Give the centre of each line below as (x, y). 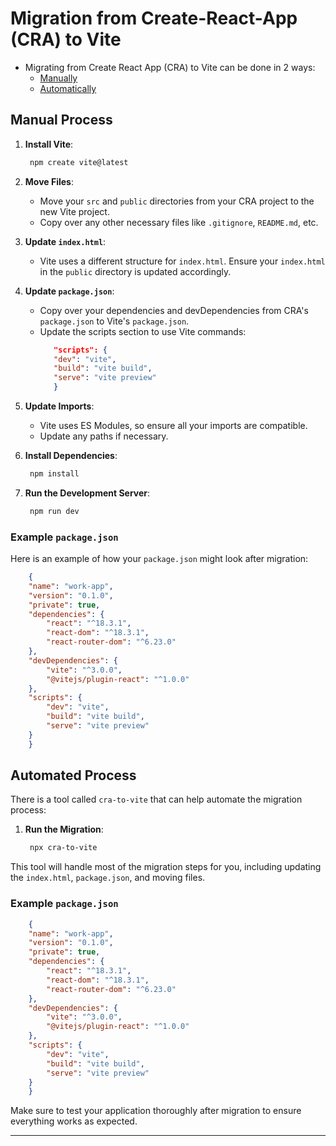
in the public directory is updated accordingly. (135, 271)
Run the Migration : (64, 829)
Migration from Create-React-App (154, 18)
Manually (58, 78)
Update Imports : (59, 406)
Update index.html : (65, 241)
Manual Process (61, 120)
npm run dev (54, 511)
